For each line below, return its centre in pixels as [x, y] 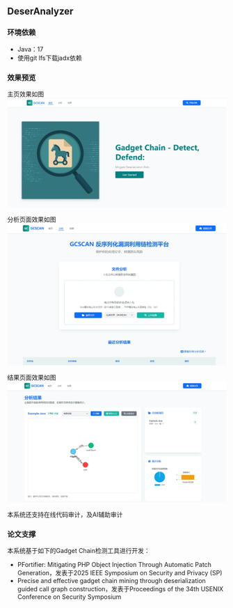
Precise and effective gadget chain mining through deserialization [112, 581]
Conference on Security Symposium [69, 597]
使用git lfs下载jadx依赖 [49, 58]
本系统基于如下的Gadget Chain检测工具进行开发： [79, 551]
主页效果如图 [25, 94]
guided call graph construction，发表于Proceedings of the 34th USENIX [120, 589]
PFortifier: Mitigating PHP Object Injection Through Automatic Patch [114, 565]
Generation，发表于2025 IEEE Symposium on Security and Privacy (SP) [120, 573]
